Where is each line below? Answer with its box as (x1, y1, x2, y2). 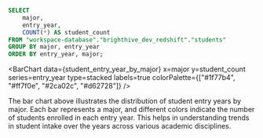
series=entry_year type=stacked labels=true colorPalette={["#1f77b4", (8, 73, 236, 82)
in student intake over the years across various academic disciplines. (8, 122, 232, 131)
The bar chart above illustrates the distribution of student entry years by (8, 96, 242, 106)
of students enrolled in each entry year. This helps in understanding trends (8, 113, 250, 122)
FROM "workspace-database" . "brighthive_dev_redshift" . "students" (8, 35, 226, 44)
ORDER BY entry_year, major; (8, 50, 104, 58)
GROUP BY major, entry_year (8, 43, 100, 51)
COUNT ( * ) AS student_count (22, 28, 111, 36)
